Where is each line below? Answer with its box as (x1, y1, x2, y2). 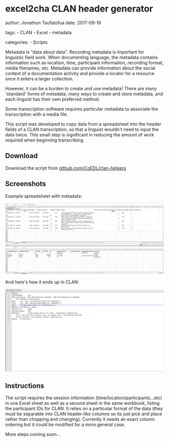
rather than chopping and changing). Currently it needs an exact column (5, 416, 155, 422)
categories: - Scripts (5, 39, 48, 45)
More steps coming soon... (5, 431, 61, 437)
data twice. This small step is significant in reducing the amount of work (5, 131, 154, 137)
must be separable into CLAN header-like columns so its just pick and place (5, 411, 162, 417)
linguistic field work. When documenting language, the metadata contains (5, 54, 158, 60)
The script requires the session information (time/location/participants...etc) (5, 395, 162, 401)
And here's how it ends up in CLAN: (5, 279, 79, 285)
